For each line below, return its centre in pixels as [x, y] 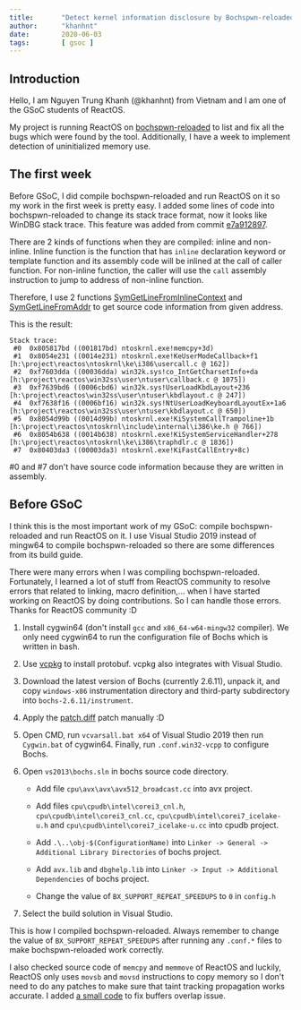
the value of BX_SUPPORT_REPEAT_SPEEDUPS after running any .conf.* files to [146, 940]
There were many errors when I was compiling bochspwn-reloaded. [134, 572]
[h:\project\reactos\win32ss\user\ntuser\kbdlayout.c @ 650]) [128, 411]
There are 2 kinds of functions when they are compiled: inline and [131, 242]
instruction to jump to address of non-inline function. [107, 279]
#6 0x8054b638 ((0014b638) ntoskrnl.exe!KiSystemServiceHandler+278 [146, 434]
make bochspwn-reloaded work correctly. [87, 949]
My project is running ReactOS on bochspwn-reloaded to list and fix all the [147, 127]
